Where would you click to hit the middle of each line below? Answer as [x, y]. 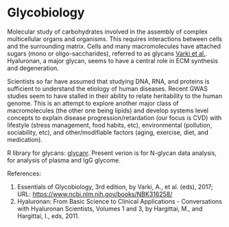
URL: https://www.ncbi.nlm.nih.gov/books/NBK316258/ [95, 194]
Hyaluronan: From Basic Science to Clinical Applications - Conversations [120, 201]
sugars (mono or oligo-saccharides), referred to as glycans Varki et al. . [107, 53]
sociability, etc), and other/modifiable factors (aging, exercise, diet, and [108, 132]
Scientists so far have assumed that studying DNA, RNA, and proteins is [108, 81]
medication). [25, 139]
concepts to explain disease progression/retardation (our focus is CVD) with [114, 117]
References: [24, 174]
